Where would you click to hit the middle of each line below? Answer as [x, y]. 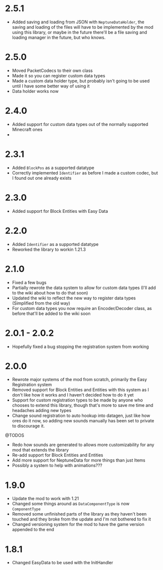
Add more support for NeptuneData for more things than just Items [79, 460]
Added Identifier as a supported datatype [55, 244]
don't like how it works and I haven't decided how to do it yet [73, 395]
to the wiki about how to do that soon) [50, 293]
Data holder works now [35, 91]
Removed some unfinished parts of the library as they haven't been [79, 514]
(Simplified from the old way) [41, 303]
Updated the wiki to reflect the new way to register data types [74, 298]
